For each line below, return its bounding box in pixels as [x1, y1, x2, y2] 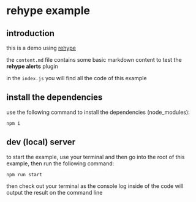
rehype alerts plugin [6, 62, 58, 70]
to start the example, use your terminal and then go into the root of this [6, 153, 185, 160]
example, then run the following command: [6, 160, 115, 167]
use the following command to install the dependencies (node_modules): [6, 108, 190, 116]
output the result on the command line [6, 189, 103, 196]
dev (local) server [6, 137, 75, 148]
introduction [6, 28, 55, 39]
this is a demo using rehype [6, 44, 77, 51]
